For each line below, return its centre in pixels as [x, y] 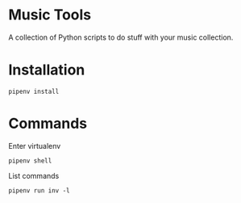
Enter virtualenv [35, 146]
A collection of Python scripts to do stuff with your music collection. [121, 37]
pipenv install [34, 91]
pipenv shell [30, 161]
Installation [47, 70]
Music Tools [50, 15]
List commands [34, 176]
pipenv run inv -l [39, 190]
